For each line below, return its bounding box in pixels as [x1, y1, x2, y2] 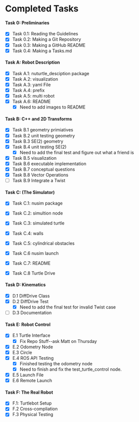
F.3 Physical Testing [12, 412, 53, 418]
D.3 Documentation [12, 310, 52, 316]
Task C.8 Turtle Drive [12, 270, 55, 276]
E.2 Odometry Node [12, 344, 53, 350]
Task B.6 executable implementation [12, 160, 87, 167]
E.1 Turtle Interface [12, 332, 50, 338]
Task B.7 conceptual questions [12, 166, 75, 172]
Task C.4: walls [12, 230, 44, 236]
